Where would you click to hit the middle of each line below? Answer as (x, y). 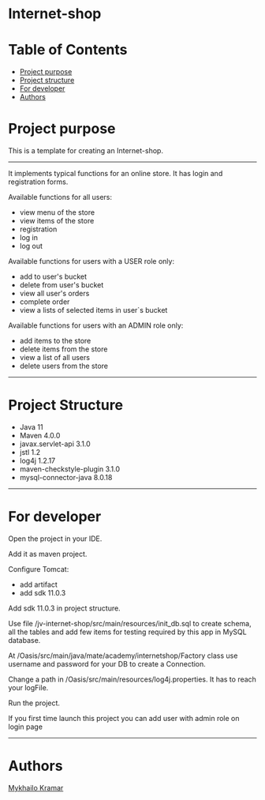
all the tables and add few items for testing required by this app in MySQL (127, 632)
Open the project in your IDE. (55, 539)
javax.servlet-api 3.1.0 (55, 444)
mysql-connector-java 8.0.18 (66, 477)
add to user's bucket (53, 276)
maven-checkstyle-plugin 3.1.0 (70, 469)
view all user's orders (54, 294)
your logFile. (28, 687)
